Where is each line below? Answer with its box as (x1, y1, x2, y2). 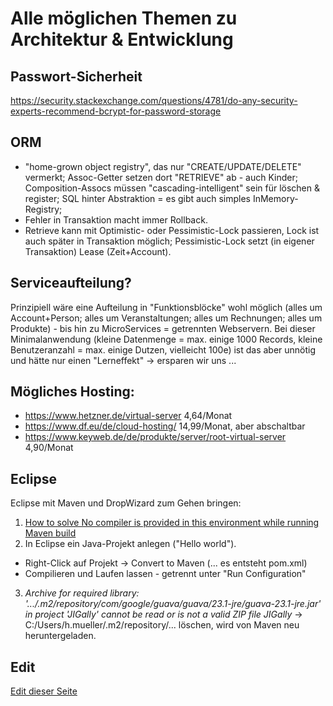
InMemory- (252, 192, 299, 204)
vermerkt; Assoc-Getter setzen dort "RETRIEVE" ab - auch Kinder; (24, 171, 298, 183)
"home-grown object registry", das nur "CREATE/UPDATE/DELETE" (24, 160, 302, 172)
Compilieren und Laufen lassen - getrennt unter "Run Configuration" (24, 568, 307, 580)
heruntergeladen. (24, 630, 97, 642)
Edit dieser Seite (10, 685, 78, 697)
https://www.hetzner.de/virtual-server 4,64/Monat (24, 410, 233, 422)
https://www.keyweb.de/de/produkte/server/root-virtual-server (24, 431, 287, 443)
